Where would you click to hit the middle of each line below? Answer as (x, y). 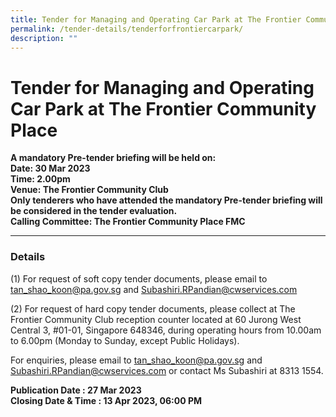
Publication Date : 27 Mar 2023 (76, 390)
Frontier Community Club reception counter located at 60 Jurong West (156, 319)
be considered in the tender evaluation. (94, 211)
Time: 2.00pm (40, 179)
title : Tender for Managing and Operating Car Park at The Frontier (156, 19)
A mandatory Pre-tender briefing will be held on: (113, 158)
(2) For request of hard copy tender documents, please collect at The (153, 308)
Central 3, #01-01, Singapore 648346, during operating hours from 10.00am (166, 330)
